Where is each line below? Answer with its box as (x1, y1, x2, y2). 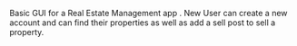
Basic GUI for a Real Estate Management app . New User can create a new (9, 8, 288, 18)
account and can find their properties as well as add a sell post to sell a (9, 17, 276, 28)
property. (9, 27, 45, 37)
